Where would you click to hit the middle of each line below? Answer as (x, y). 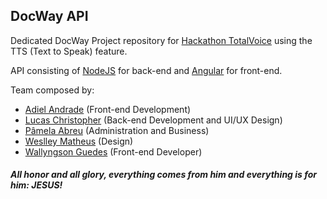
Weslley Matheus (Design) (79, 141)
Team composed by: (52, 90)
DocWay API (49, 16)
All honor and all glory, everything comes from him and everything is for (163, 175)
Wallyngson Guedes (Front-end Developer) (113, 151)
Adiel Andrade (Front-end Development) (108, 109)
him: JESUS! (36, 185)
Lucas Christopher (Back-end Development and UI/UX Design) (153, 120)
